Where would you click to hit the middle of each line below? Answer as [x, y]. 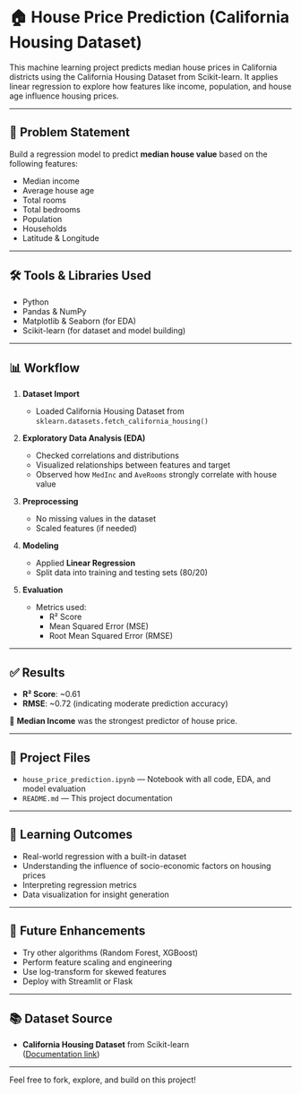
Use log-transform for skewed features [95, 971]
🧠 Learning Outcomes [71, 835]
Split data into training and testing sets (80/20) [122, 573]
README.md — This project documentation [97, 798]
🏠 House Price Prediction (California [149, 17]
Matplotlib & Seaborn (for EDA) [79, 321]
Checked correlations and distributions [107, 456]
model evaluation [54, 788]
